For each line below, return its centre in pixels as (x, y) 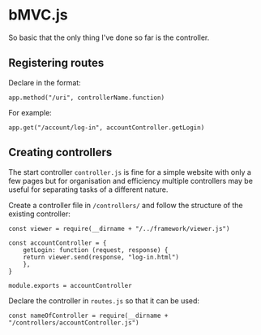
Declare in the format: (45, 82)
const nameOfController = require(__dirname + (88, 315)
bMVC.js (38, 15)
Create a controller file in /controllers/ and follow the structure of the (126, 205)
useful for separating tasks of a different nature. (88, 189)
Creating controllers (60, 152)
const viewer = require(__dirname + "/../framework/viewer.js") (119, 228)
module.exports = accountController (70, 285)
